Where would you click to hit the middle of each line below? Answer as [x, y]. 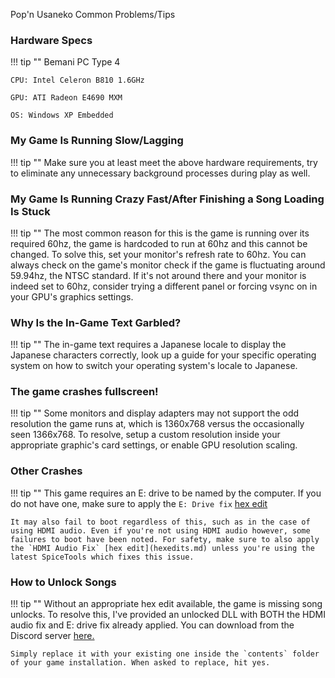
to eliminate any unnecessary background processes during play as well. [160, 173]
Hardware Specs [51, 40]
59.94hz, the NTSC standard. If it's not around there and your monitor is [158, 275]
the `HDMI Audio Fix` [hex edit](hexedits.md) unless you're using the [162, 548]
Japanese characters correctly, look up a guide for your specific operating [163, 355]
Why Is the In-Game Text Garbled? [96, 322]
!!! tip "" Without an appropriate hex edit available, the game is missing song [166, 604]
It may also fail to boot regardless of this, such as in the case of [160, 522]
